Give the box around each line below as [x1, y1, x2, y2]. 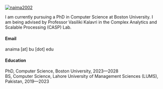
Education [5, 57, 26, 63]
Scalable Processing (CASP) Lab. [5, 24, 72, 30]
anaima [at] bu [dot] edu [5, 46, 54, 52]
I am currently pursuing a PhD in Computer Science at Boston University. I [5, 14, 153, 19]
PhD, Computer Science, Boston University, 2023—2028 [5, 68, 119, 74]
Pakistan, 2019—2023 [5, 78, 50, 85]
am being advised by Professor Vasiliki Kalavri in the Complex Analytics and [5, 19, 157, 25]
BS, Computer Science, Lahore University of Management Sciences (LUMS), [5, 73, 159, 79]
